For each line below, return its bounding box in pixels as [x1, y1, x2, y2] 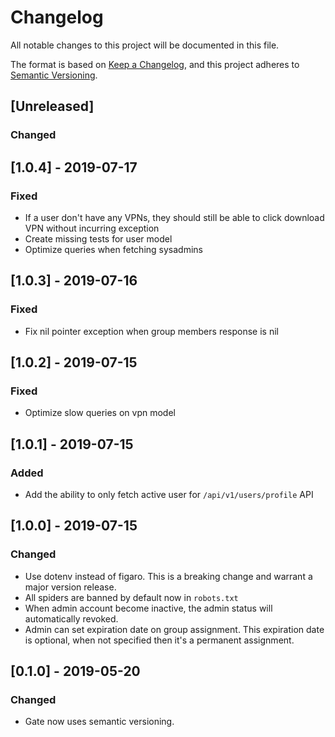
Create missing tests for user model [24, 232, 173, 245]
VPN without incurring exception [24, 222, 160, 234]
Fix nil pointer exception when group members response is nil [24, 325, 279, 337]
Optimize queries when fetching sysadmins [24, 243, 203, 255]
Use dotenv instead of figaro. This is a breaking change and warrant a [24, 570, 313, 582]
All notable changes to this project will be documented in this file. [10, 39, 280, 51]
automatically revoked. [24, 612, 119, 625]
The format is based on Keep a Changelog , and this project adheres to [10, 58, 300, 70]
